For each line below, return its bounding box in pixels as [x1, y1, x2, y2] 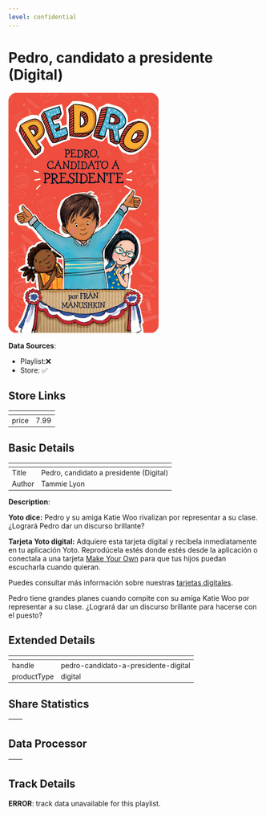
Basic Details [8, 442, 75, 455]
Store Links [8, 389, 66, 402]
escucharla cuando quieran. [8, 562, 101, 572]
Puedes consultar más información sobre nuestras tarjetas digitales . [8, 577, 234, 587]
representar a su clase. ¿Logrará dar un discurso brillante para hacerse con [8, 602, 257, 611]
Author [11, 479, 34, 489]
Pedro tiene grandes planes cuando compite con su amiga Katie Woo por [8, 593, 250, 602]
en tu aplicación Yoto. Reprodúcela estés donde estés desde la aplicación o [8, 545, 258, 554]
